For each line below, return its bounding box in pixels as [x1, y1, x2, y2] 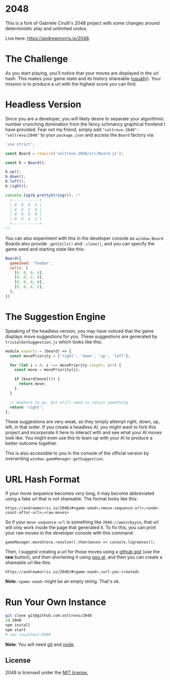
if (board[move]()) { [14, 376, 60, 382]
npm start [5, 627, 26, 633]
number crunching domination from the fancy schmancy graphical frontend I [5, 121, 165, 127]
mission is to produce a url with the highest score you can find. [5, 81, 137, 87]
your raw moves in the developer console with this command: [5, 530, 134, 536]
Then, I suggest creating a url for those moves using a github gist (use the [5, 549, 160, 555]
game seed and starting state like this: [5, 246, 85, 252]
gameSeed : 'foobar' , [10, 261, 53, 266]
